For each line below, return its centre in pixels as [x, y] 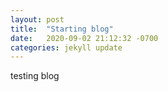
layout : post [37, 19]
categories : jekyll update [66, 47]
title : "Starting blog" [62, 29]
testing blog [35, 76]
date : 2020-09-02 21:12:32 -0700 [84, 38]
